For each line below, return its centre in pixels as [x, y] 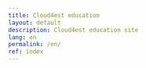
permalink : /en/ [35, 45]
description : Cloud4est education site [73, 30]
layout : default [35, 23]
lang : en [22, 37]
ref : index [26, 52]
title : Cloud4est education [54, 15]
